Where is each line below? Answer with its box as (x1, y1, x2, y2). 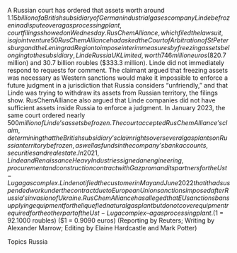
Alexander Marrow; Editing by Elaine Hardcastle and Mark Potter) (7, 224, 197, 232)
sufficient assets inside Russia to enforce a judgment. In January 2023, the (7, 104, 226, 112)
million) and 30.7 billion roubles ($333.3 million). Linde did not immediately (7, 59, 225, 66)
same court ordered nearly (7, 111, 86, 119)
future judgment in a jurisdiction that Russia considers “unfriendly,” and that (7, 81, 229, 89)
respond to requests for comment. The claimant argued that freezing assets (7, 66, 229, 74)
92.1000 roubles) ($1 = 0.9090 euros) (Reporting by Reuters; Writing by (7, 216, 215, 225)
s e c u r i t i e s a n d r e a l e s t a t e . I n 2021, (7, 148, 100, 157)
